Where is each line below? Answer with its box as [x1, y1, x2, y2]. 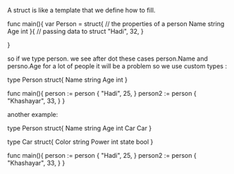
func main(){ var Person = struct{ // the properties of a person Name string [7, 20, 225, 27]
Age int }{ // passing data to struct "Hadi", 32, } [7, 27, 144, 35]
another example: [7, 111, 58, 118]
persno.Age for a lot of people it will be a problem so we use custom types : [7, 62, 228, 70]
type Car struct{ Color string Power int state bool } [7, 137, 154, 146]
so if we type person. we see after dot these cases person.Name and [7, 54, 208, 63]
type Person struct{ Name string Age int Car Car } [7, 124, 152, 132]
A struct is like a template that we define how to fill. [7, 6, 156, 14]
